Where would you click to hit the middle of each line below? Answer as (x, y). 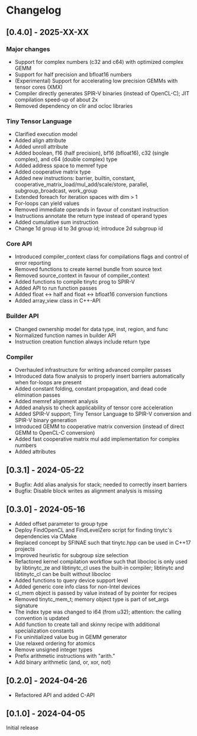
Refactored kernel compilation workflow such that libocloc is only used (101, 561)
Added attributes (35, 452)
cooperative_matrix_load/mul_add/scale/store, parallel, (82, 185)
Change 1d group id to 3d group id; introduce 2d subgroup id (89, 229)
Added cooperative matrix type (53, 172)
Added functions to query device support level (71, 580)
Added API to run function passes (56, 288)
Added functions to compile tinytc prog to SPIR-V (75, 282)
